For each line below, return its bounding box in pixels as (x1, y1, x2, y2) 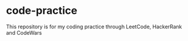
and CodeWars (6, 29, 42, 36)
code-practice (6, 4, 78, 17)
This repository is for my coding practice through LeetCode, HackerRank (6, 23, 182, 30)
